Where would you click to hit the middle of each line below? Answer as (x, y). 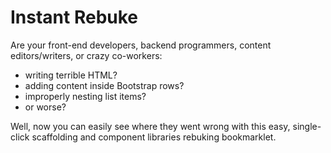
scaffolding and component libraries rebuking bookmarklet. (154, 137)
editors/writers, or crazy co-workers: (86, 55)
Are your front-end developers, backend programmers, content (141, 45)
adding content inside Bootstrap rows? (104, 85)
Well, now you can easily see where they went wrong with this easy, (150, 126)
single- (307, 126)
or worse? (45, 107)
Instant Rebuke (74, 17)
